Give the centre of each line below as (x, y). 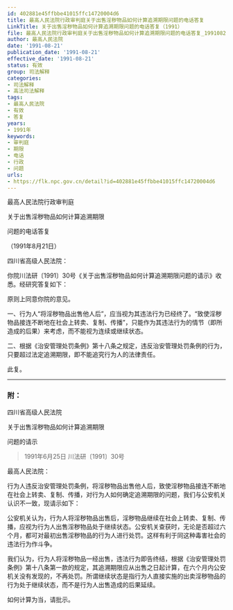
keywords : (21, 136)
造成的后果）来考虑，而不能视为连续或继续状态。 (77, 331)
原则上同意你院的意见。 (41, 299)
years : (17, 123)
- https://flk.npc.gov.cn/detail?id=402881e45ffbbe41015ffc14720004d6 (111, 181)
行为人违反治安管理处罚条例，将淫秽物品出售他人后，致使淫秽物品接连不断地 (116, 486)
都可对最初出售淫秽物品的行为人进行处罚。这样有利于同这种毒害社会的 (126, 535)
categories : (24, 78)
